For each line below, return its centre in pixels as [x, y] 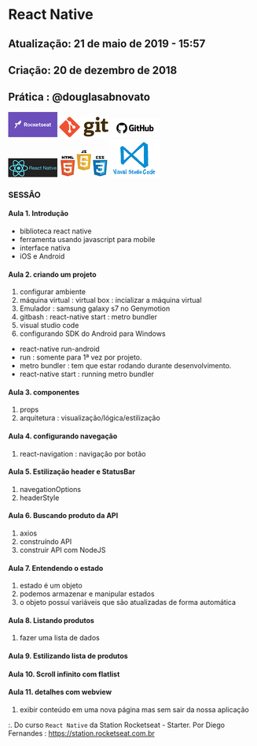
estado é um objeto [51, 586]
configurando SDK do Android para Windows [93, 334]
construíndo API [46, 541]
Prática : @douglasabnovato [79, 97]
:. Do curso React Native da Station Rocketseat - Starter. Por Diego [117, 725]
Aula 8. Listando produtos [51, 620]
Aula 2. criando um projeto [52, 274]
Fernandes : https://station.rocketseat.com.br [82, 733]
